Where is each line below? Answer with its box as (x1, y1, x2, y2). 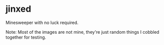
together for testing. (5, 34, 46, 40)
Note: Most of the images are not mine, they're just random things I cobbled (5, 29, 160, 35)
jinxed (5, 3, 32, 15)
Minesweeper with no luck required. (5, 20, 79, 25)
